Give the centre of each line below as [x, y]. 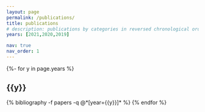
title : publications [33, 23]
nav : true [19, 46]
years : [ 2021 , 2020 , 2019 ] [38, 35]
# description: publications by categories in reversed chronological [98, 29]
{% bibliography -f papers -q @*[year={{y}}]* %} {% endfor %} [87, 102]
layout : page [23, 12]
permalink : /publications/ [41, 18]
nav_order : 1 [23, 51]
